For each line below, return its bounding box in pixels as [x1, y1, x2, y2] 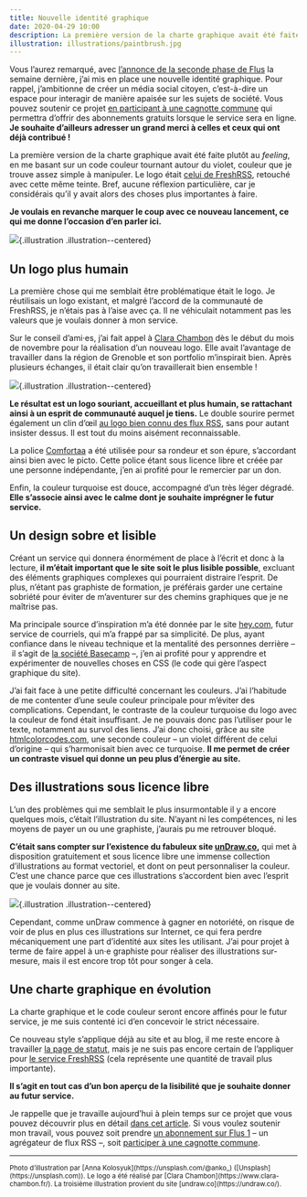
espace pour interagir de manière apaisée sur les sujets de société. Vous [9, 93, 283, 104]
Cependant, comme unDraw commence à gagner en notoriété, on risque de [9, 916, 295, 927]
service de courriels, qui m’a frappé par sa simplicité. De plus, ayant [9, 628, 265, 639]
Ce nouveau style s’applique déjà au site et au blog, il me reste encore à [9, 1033, 281, 1044]
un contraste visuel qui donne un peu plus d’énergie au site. [9, 753, 241, 764]
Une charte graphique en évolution [9, 982, 212, 998]
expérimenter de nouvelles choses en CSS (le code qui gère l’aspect [9, 657, 267, 668]
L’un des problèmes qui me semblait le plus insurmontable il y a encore [9, 804, 277, 815]
